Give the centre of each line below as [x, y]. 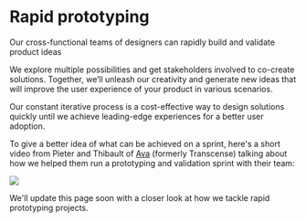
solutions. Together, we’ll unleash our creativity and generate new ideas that [153, 79]
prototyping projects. [49, 207]
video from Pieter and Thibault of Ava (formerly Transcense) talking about [148, 153]
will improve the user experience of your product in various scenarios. [141, 89]
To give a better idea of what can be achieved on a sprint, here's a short [145, 143]
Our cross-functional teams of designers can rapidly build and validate [142, 42]
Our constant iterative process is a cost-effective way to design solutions [147, 106]
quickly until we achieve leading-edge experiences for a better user [137, 116]
